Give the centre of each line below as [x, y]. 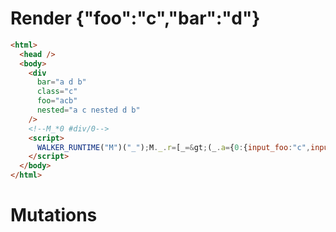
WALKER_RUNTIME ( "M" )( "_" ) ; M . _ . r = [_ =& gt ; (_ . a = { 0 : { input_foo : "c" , [173, 147]
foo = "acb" [57, 101]
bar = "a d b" [61, 82]
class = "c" [57, 92]
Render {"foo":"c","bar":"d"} [135, 18]
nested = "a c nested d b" [88, 110]
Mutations [54, 215]
